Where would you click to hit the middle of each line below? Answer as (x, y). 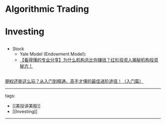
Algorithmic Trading (47, 9)
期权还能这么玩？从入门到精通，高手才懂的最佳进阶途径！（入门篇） (74, 81)
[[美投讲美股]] (26, 106)
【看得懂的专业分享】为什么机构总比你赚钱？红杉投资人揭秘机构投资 (89, 60)
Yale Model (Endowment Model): (53, 54)
